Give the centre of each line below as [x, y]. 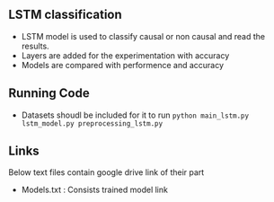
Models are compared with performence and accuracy [123, 65]
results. [35, 46]
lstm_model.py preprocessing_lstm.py [92, 123]
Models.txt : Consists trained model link [94, 190]
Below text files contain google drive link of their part [106, 172]
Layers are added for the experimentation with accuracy [125, 55]
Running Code [49, 93]
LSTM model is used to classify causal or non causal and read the [143, 36]
